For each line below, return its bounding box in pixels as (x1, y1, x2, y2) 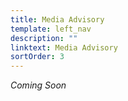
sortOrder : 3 (10, 52, 65, 62)
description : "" (10, 33, 78, 43)
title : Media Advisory (10, 14, 105, 25)
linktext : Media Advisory (10, 42, 118, 53)
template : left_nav (10, 24, 92, 34)
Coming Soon (10, 79, 67, 91)
